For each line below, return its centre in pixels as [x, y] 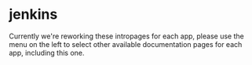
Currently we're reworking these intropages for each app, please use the [126, 36]
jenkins [33, 14]
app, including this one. [47, 52]
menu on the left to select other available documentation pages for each [126, 44]
